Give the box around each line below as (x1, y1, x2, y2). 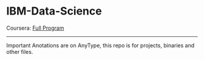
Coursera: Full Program (6, 24, 64, 32)
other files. (6, 48, 33, 55)
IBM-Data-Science (6, 4, 102, 18)
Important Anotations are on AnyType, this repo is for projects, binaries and (6, 41, 195, 49)
